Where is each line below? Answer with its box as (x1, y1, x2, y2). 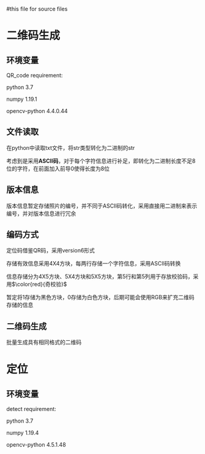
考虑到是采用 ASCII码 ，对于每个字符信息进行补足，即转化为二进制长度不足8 (6, 157, 196, 165)
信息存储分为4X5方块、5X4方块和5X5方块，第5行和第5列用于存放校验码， (6, 273, 194, 280)
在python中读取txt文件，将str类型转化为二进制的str (6, 144, 135, 151)
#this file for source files (6, 6, 68, 12)
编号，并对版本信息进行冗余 (6, 209, 76, 217)
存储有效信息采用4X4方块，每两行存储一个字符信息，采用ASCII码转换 (6, 260, 181, 267)
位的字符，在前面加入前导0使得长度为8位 (6, 165, 110, 172)
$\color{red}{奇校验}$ (12, 281, 67, 288)
